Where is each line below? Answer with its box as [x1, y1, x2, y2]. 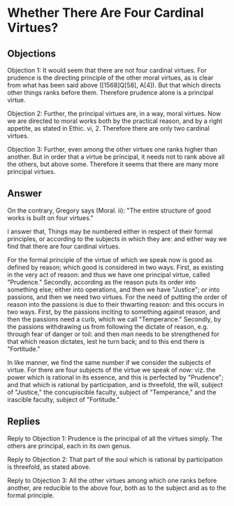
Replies [7, 416, 41, 428]
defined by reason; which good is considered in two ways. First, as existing [7, 263, 224, 271]
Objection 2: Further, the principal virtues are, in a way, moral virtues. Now [7, 110, 221, 117]
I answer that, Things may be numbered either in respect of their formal [7, 227, 213, 236]
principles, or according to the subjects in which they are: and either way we [7, 234, 227, 243]
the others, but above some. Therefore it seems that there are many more [7, 160, 219, 168]
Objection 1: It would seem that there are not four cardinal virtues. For [7, 66, 207, 74]
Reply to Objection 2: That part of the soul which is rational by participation [7, 455, 224, 463]
